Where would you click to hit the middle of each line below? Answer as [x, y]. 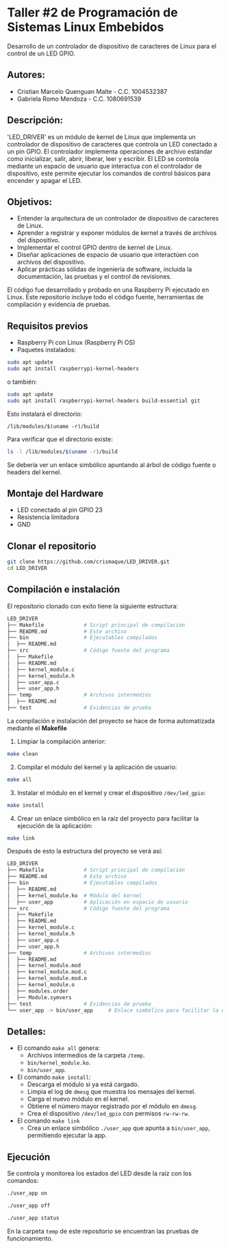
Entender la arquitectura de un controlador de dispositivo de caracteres [118, 219]
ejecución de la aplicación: [54, 825]
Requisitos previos [48, 326]
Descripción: [35, 120]
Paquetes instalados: [47, 350]
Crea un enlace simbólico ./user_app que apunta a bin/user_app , [119, 1128]
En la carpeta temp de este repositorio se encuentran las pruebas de [103, 1231]
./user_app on [27, 1193]
